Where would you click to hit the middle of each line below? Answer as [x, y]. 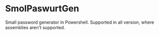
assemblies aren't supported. [35, 27]
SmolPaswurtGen [42, 9]
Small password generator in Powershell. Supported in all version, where [80, 22]
